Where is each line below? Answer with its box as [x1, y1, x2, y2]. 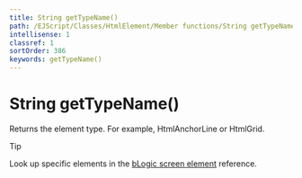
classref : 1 [9, 38, 54, 48]
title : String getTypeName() [9, 13, 119, 22]
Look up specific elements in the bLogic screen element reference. [9, 158, 258, 169]
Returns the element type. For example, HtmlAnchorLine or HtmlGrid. [9, 123, 265, 134]
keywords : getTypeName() [9, 55, 102, 64]
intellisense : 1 [9, 30, 70, 39]
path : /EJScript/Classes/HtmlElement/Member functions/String [9, 22, 247, 31]
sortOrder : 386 [9, 47, 67, 56]
